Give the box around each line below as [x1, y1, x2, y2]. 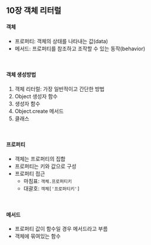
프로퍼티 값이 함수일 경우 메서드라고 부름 [14, 225, 108, 233]
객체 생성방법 [6, 71, 37, 78]
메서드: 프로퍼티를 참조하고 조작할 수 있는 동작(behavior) [14, 45, 146, 52]
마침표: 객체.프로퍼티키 [23, 178, 72, 185]
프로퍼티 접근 [14, 170, 45, 177]
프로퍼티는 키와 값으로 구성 [14, 163, 77, 170]
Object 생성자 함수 [14, 92, 58, 99]
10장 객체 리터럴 [6, 5, 62, 16]
